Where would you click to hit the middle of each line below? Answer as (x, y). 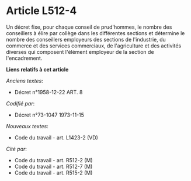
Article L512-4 (41, 11)
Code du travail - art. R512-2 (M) (53, 160)
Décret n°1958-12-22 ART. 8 (48, 92)
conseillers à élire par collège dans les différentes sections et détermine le (95, 33)
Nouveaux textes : (27, 126)
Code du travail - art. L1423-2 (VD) (56, 137)
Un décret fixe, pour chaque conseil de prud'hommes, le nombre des (89, 27)
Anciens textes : (25, 81)
